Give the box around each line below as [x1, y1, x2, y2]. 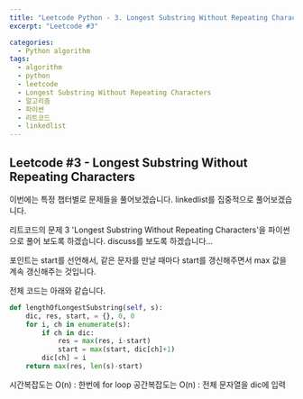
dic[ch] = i [41, 353, 87, 363]
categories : [9, 38, 54, 47]
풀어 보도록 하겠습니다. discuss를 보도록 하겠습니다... [25, 235, 214, 246]
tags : [9, 55, 30, 64]
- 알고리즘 [17, 96, 51, 105]
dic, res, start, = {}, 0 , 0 [25, 312, 135, 321]
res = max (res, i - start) [57, 337, 151, 346]
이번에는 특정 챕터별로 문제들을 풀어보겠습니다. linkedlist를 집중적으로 [9, 194, 254, 204]
